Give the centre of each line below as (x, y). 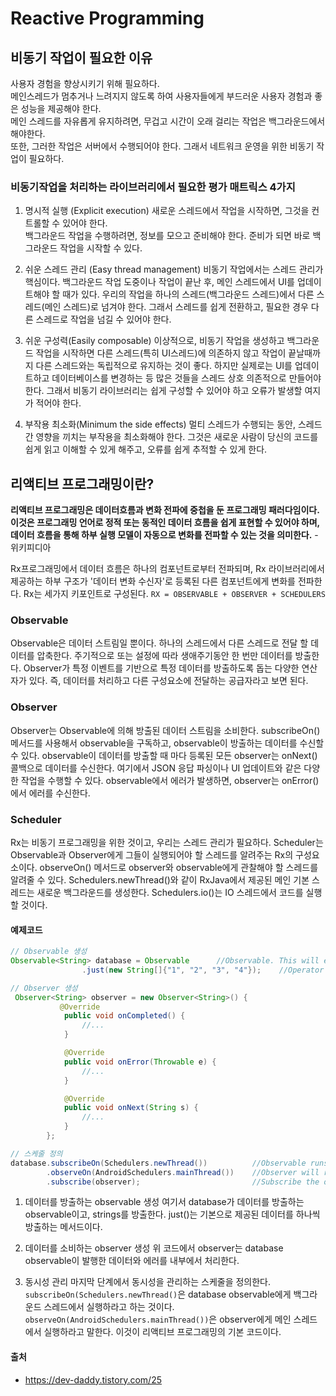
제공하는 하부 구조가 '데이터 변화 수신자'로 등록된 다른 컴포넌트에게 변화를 (153, 581)
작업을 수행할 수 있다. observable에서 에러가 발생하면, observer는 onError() (170, 780)
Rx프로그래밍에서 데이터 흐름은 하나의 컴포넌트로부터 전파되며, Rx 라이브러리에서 (167, 569)
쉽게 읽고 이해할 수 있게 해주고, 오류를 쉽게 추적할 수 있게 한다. (146, 449)
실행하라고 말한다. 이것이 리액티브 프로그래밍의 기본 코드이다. (162, 1332)
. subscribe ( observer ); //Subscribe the (183, 1182)
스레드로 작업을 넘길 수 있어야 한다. (103, 319)
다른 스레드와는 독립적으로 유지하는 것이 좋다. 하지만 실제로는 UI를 (164, 366)
